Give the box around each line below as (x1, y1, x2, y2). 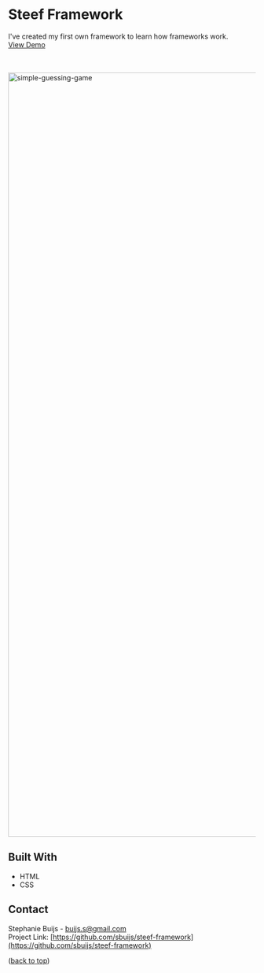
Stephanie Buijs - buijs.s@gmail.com (8, 923, 127, 933)
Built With (8, 851, 57, 864)
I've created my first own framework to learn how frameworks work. (8, 32, 229, 41)
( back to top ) (8, 956, 50, 965)
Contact (8, 903, 49, 916)
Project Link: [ (8, 932, 53, 941)
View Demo (8, 39, 46, 49)
